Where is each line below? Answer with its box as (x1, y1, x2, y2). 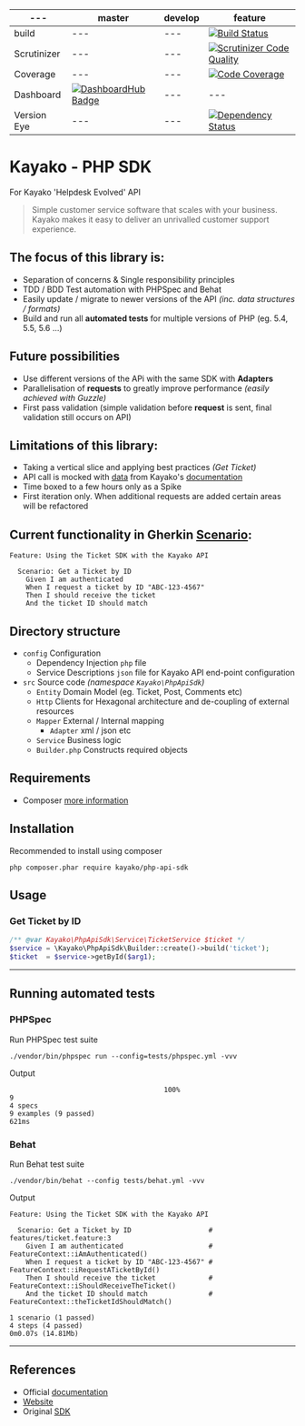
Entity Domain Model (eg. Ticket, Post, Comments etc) (35, 687, 243, 697)
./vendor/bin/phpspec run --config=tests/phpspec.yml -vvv (9, 1051, 238, 1060)
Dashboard (14, 88, 62, 101)
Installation (9, 821, 74, 837)
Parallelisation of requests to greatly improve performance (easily (22, 382, 270, 394)
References (9, 1362, 76, 1378)
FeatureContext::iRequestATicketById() (9, 1265, 161, 1274)
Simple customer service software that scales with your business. (31, 204, 279, 215)
